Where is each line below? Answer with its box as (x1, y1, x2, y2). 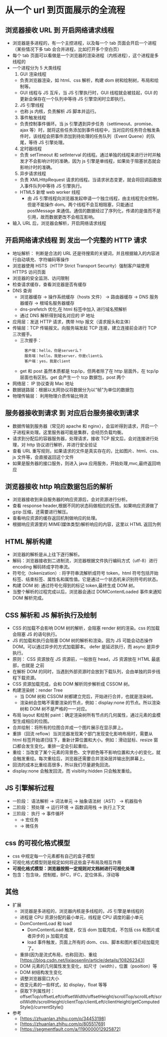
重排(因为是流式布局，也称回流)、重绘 (19, 951, 97, 957)
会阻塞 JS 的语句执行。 (12, 631, 60, 637)
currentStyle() (35, 1004, 64, 1010)
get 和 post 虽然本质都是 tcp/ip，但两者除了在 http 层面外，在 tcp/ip (19, 368, 159, 374)
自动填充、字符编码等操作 (16, 257, 70, 262)
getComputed (131, 999, 160, 1005)
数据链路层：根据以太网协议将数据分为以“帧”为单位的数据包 (12, 386, 134, 393)
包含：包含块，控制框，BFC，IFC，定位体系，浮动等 (12, 871, 120, 877)
